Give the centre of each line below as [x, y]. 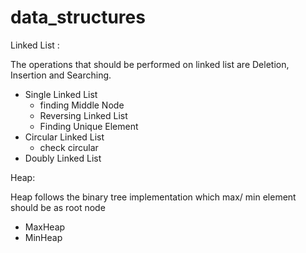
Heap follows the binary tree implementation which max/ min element [153, 197]
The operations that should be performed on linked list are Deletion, [150, 64]
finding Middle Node [82, 105]
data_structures [78, 17]
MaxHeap [45, 227]
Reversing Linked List [83, 115]
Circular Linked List [64, 137]
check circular [69, 147]
